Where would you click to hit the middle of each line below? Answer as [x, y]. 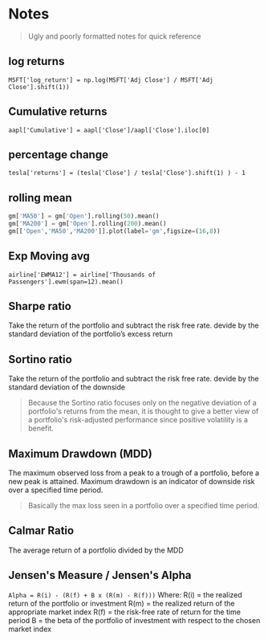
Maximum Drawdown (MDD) [80, 453]
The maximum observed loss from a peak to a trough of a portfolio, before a [134, 473]
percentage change [58, 155]
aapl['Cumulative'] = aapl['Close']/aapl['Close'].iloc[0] [109, 130]
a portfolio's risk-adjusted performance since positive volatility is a [138, 420]
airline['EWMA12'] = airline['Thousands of [82, 275]
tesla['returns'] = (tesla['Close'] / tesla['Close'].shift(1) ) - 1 [127, 173]
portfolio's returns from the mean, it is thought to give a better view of [143, 411]
